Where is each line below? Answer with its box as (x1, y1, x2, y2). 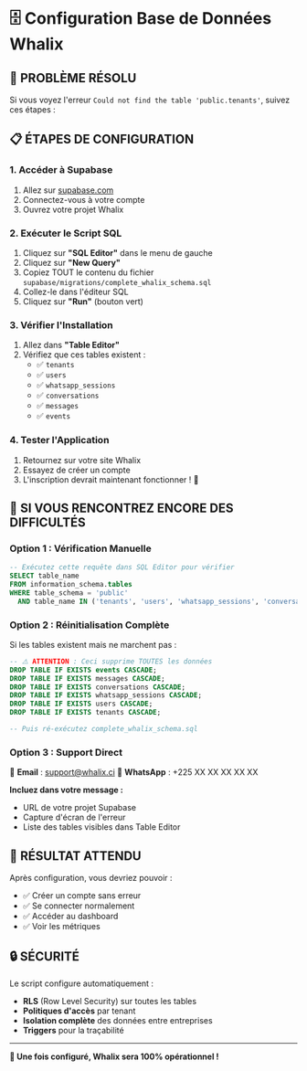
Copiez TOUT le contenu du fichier (22, 267, 154, 278)
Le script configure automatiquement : (9, 978, 153, 989)
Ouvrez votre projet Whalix (22, 204, 124, 215)
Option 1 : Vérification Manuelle (9, 542, 153, 555)
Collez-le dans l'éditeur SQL (22, 286, 130, 297)
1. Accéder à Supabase (9, 164, 113, 176)
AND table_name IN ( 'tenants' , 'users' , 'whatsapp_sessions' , (17, 597, 259, 606)
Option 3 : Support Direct (9, 746, 123, 758)
